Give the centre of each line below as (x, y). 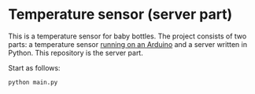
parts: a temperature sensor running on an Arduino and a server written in (128, 44)
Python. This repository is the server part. (76, 52)
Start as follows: (34, 67)
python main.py (33, 82)
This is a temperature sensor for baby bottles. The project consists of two (128, 36)
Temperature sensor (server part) (120, 14)
